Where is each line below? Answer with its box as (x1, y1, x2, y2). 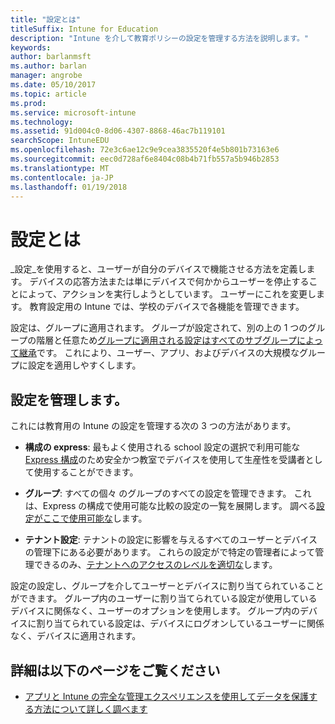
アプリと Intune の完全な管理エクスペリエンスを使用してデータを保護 (24, 690, 309, 702)
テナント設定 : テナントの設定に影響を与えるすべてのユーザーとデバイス (24, 534, 318, 546)
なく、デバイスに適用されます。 (10, 630, 142, 642)
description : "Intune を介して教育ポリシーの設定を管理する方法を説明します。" (10, 33, 310, 43)
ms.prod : (10, 98, 47, 108)
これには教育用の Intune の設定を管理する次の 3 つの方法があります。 (10, 420, 297, 432)
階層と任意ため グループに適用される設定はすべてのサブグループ (36, 334, 297, 346)
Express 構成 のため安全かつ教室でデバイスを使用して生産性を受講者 (24, 454, 306, 466)
